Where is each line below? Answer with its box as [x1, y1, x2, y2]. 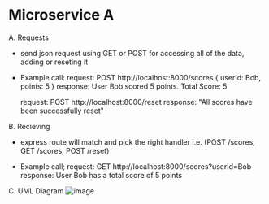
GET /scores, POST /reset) [20, 145, 110, 155]
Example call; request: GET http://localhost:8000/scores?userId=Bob [20, 161, 252, 171]
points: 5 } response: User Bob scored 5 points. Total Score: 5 [20, 81, 228, 91]
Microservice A [8, 6, 115, 24]
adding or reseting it [20, 57, 89, 67]
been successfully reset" [20, 106, 104, 115]
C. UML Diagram [8, 185, 64, 196]
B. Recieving [8, 121, 50, 131]
